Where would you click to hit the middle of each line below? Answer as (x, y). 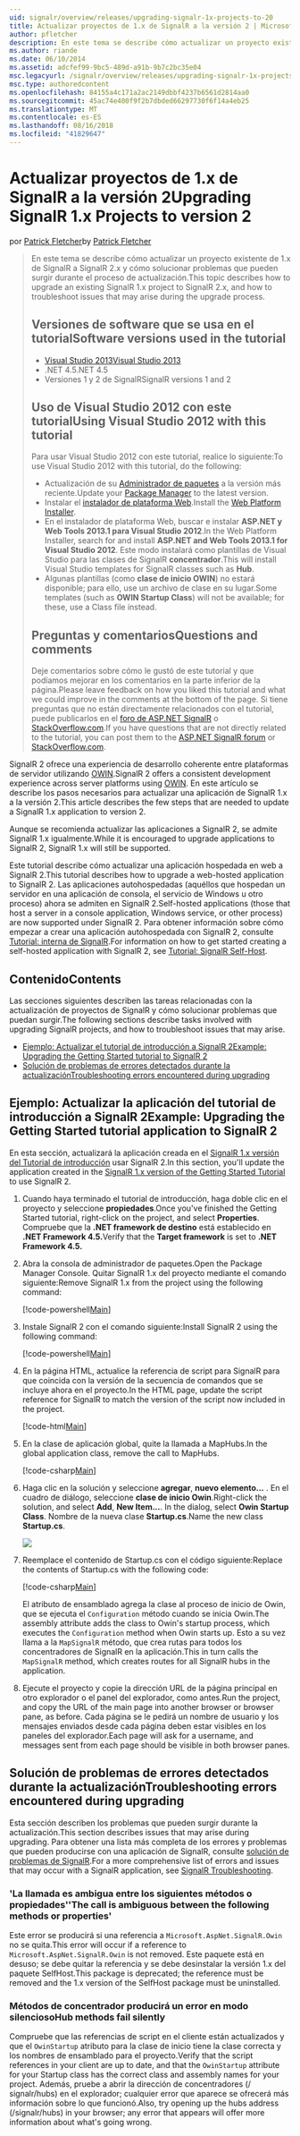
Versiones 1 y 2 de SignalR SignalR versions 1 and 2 (138, 379)
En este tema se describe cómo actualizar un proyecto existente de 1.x (161, 258)
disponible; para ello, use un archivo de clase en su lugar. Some (161, 588)
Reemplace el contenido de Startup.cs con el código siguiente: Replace (152, 1560)
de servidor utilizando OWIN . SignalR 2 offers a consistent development (140, 774)
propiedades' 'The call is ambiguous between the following (139, 1904)
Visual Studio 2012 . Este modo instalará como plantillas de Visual (165, 550)
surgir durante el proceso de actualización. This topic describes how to (161, 277)
